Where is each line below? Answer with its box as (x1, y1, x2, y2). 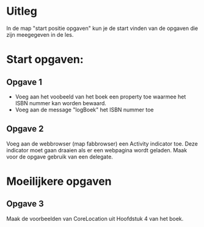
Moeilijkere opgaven (6, 174, 112, 188)
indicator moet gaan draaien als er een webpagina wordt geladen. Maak (6, 146, 188, 154)
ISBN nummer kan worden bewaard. (15, 99, 107, 106)
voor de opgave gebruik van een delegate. (6, 153, 113, 160)
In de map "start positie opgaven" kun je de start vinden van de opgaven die (6, 24, 199, 32)
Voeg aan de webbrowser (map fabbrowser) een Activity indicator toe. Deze (6, 140, 199, 147)
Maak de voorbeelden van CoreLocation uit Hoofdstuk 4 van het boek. (6, 215, 184, 222)
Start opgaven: (6, 53, 84, 67)
